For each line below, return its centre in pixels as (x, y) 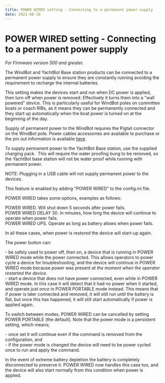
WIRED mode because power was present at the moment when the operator (82, 268)
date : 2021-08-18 (23, 14)
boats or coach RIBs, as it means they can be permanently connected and (80, 108)
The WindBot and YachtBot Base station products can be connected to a (79, 73)
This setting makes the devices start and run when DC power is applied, (78, 92)
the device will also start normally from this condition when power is (74, 370)
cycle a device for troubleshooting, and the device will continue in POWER (80, 263)
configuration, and (24, 340)
